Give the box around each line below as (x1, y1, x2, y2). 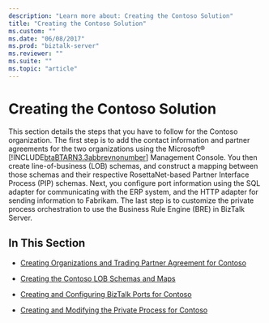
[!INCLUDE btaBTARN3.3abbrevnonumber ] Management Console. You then (8, 152, 258, 162)
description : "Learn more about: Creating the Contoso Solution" (8, 11, 233, 20)
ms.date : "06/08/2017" (8, 34, 85, 43)
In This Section (8, 236, 86, 250)
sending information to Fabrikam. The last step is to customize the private (8, 196, 254, 205)
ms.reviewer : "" (8, 50, 63, 58)
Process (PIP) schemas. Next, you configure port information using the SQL (8, 178, 261, 187)
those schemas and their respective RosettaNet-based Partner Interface (8, 170, 250, 179)
